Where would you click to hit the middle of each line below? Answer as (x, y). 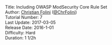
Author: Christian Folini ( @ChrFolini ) (41, 12)
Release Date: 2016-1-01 (29, 28)
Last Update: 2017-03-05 (30, 22)
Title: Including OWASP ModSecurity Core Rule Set (56, 7)
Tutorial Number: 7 (24, 17)
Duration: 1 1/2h (21, 38)
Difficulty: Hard (20, 33)
